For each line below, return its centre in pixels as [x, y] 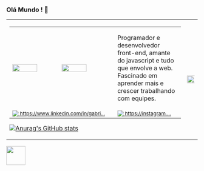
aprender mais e [141, 83]
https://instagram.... [148, 114]
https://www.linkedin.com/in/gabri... [62, 114]
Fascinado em [138, 76]
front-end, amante [144, 53]
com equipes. [137, 98]
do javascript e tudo [146, 61]
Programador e [139, 38]
